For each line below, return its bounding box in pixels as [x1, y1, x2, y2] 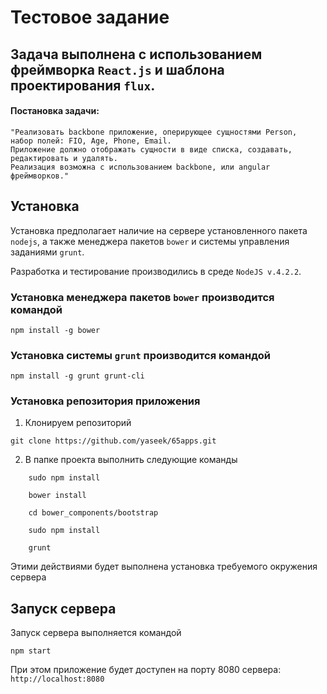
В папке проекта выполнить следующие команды [24, 454, 238, 466]
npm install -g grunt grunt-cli [10, 371, 145, 381]
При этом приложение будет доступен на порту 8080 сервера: [10, 664, 282, 676]
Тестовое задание [10, 6, 170, 29]
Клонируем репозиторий [24, 417, 132, 429]
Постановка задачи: [10, 105, 100, 117]
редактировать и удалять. [10, 153, 118, 163]
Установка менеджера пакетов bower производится [10, 290, 275, 304]
